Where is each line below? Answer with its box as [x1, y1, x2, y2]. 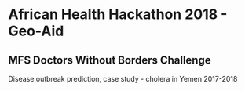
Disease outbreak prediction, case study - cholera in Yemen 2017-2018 [8, 75, 238, 83]
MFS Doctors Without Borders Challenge [8, 53, 211, 67]
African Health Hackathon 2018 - [8, 5, 228, 24]
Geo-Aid [8, 22, 64, 40]
